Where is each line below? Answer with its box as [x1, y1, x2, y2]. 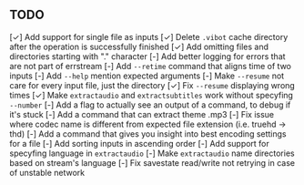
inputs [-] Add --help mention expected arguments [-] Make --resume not [9, 70, 285, 81]
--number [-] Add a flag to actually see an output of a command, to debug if [9, 99, 291, 110]
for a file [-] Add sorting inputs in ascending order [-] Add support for [9, 138, 270, 149]
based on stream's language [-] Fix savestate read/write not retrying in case [9, 157, 296, 168]
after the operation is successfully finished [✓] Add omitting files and [9, 41, 269, 52]
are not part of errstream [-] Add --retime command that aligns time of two [9, 60, 291, 71]
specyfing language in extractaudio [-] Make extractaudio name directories [9, 148, 295, 159]
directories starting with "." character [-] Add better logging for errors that [9, 50, 286, 62]
